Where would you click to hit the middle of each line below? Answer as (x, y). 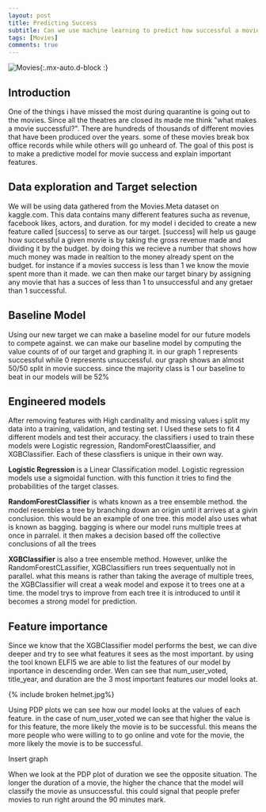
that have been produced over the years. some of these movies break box (129, 136)
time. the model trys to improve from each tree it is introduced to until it (124, 593)
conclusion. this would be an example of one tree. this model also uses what (133, 519)
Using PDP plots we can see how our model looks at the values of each (124, 710)
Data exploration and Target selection (103, 187)
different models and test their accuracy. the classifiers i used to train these (131, 438)
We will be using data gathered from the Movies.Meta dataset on (114, 206)
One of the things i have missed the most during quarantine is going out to (129, 111)
